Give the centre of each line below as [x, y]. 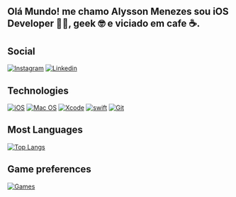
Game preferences [50, 169]
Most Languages [45, 130]
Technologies [38, 90]
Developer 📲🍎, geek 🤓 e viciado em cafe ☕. [104, 24]
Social [21, 51]
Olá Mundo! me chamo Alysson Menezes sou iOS [118, 12]
